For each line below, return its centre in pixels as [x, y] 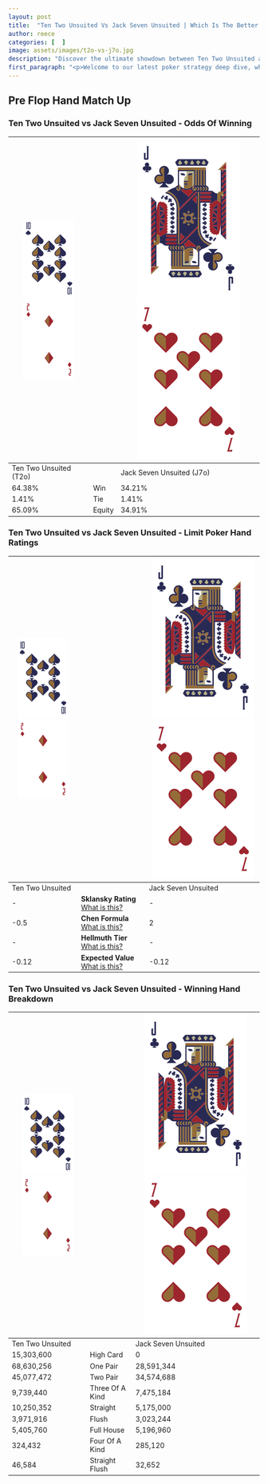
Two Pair [104, 1377]
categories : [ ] [37, 42]
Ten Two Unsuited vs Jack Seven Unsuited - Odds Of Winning [130, 124]
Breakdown [31, 999]
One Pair [104, 1366]
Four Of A [106, 1441]
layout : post [30, 17]
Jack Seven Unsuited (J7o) [166, 472]
